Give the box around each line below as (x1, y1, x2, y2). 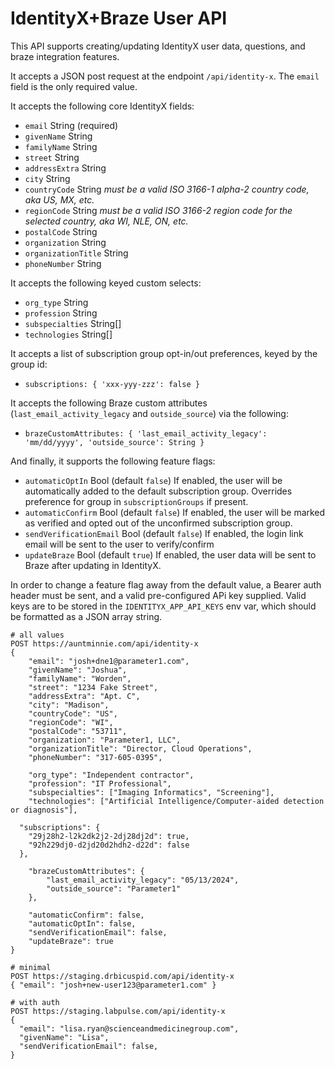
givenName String (24, 130, 93, 142)
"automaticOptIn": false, (28, 918, 137, 929)
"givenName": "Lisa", (19, 1032, 110, 1042)
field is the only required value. (10, 80, 138, 92)
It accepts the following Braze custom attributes (10, 397, 208, 409)
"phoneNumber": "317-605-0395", (28, 752, 163, 762)
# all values (10, 630, 65, 640)
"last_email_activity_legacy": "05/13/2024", (46, 875, 240, 885)
